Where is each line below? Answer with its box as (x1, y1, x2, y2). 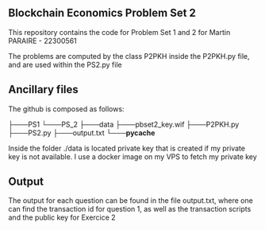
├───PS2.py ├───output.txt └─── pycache (8, 127, 156, 138)
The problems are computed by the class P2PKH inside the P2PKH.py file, (8, 51, 250, 60)
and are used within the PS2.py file (8, 60, 122, 69)
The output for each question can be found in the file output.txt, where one (8, 196, 254, 205)
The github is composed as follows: (8, 103, 125, 114)
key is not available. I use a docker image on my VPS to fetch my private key (8, 151, 258, 162)
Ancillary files (8, 83, 79, 96)
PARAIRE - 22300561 (8, 36, 77, 45)
